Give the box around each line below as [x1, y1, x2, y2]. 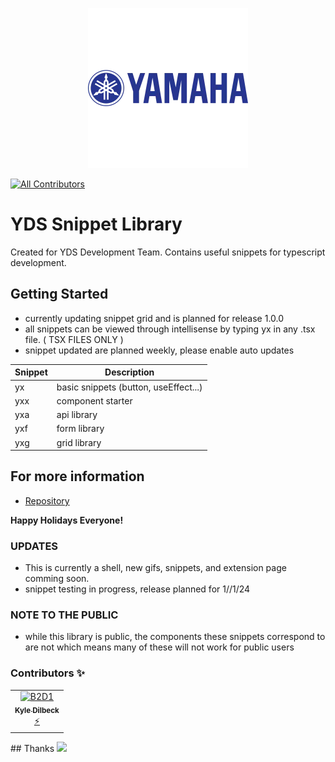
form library [56, 423, 105, 435]
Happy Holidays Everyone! [10, 514, 124, 526]
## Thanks [10, 742, 55, 754]
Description [104, 366, 155, 378]
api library [56, 409, 98, 420]
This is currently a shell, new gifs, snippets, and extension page [24, 562, 287, 574]
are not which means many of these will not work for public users [24, 641, 295, 653]
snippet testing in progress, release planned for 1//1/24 [24, 583, 251, 595]
